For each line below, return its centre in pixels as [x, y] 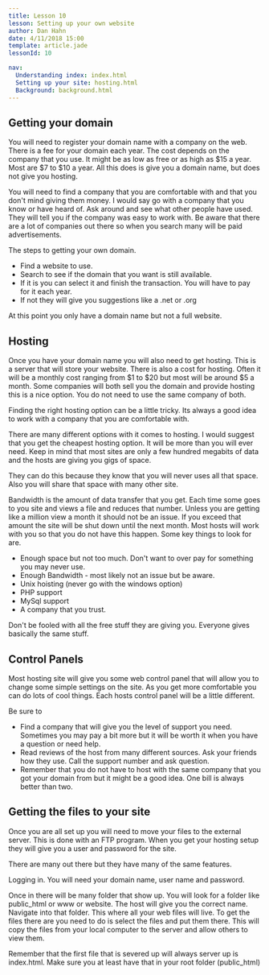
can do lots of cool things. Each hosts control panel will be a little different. [132, 695]
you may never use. [53, 567]
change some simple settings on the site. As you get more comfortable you [132, 687]
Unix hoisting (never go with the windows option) [101, 584]
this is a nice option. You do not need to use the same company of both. [127, 395]
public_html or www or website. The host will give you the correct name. [128, 903]
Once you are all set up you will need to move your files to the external [125, 831]
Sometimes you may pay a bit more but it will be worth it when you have [139, 735]
